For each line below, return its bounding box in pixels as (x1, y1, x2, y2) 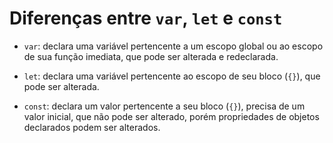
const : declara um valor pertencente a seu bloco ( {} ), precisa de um (23, 100, 306, 112)
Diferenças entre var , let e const (9, 7, 283, 30)
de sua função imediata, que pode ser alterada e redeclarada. (23, 50, 279, 62)
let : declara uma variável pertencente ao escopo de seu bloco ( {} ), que (23, 70, 321, 82)
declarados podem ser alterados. (23, 121, 161, 133)
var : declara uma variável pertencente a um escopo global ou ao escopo (23, 40, 324, 52)
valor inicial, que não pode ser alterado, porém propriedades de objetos (23, 110, 320, 122)
